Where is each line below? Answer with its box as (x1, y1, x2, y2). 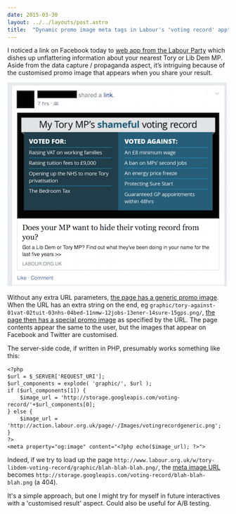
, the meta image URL (157, 463, 221, 472)
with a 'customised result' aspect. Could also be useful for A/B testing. (7, 499, 211, 508)
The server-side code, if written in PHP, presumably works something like (7, 344, 221, 352)
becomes (7, 470, 34, 479)
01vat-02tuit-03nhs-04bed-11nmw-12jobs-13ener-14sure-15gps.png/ (7, 310, 202, 317)
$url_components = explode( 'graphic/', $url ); (7, 380, 152, 388)
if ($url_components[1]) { (7, 387, 86, 395)
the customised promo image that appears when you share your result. (7, 69, 213, 77)
